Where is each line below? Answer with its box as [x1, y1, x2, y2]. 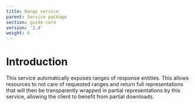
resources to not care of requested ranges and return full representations [6, 81, 184, 88]
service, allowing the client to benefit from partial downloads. [6, 93, 154, 100]
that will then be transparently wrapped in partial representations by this [6, 87, 181, 94]
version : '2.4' [6, 24, 43, 31]
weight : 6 [6, 30, 31, 36]
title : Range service [6, 8, 59, 15]
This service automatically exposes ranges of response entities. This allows [6, 75, 189, 82]
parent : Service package [6, 14, 67, 20]
